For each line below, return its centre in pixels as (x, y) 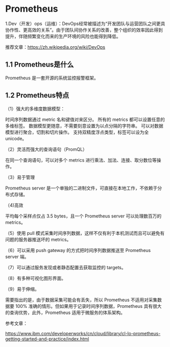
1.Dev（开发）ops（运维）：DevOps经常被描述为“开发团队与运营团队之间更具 (85, 23)
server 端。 (17, 257)
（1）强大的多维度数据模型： (35, 108)
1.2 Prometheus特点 (37, 95)
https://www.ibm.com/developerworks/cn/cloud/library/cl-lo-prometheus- (83, 333)
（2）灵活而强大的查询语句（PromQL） (46, 149)
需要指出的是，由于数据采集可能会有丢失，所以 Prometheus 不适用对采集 (81, 300)
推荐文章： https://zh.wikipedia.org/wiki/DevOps (55, 47)
